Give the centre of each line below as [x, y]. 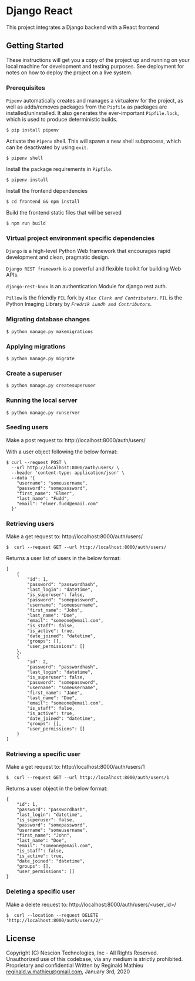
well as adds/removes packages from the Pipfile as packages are [87, 107]
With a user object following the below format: [62, 452]
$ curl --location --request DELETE [52, 915]
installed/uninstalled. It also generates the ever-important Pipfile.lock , [93, 113]
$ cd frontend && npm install [43, 202]
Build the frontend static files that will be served [64, 213]
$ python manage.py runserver [43, 413]
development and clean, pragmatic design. [58, 257]
